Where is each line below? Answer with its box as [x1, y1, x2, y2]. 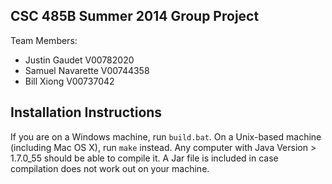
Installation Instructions [10, 104, 163, 121]
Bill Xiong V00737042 [24, 75, 115, 87]
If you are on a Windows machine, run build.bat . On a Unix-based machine [10, 130, 322, 143]
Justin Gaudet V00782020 [24, 54, 135, 66]
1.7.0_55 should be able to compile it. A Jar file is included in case [10, 152, 279, 164]
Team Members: [10, 34, 78, 46]
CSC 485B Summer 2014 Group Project [10, 8, 260, 25]
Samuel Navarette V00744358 [24, 64, 150, 76]
